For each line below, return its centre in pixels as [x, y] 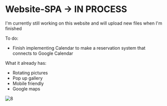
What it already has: [26, 63]
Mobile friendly [28, 83]
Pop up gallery [28, 78]
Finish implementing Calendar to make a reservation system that [79, 48]
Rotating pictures [30, 73]
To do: [12, 38]
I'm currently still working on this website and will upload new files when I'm [84, 23]
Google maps [26, 88]
